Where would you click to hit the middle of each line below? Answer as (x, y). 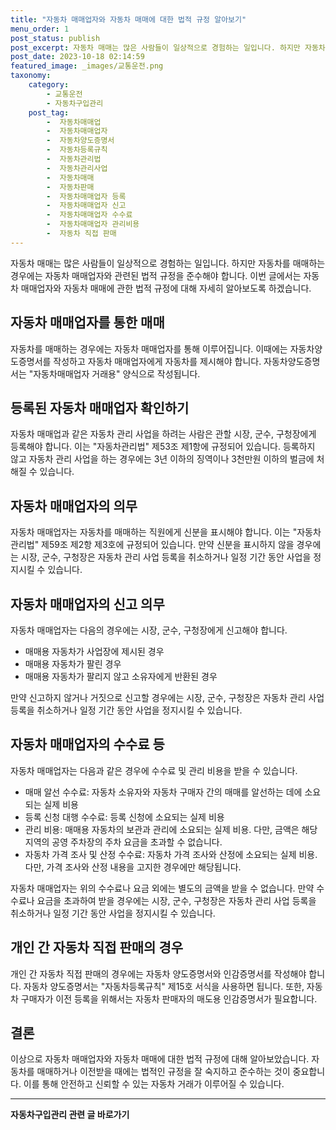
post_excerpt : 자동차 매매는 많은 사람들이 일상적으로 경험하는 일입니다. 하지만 (155, 47)
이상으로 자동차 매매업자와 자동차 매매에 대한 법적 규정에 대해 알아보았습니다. (160, 1059)
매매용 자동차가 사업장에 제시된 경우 (94, 651)
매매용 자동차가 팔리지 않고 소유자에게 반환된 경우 (121, 676)
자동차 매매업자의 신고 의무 (87, 604)
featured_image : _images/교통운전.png (87, 66)
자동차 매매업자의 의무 (74, 506)
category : (49, 85)
